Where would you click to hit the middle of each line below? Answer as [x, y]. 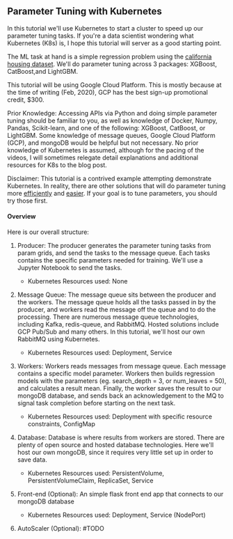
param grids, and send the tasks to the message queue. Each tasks [114, 253]
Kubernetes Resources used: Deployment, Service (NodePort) [116, 515]
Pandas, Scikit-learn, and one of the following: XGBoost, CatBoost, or [106, 127]
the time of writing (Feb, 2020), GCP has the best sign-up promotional [108, 92]
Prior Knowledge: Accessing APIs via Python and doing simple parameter [112, 113]
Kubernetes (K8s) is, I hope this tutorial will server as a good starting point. [114, 43]
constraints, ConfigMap [61, 424]
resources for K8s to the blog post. [57, 165]
